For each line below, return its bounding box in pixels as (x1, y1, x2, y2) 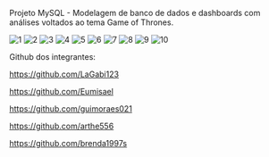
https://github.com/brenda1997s (9, 138, 128, 148)
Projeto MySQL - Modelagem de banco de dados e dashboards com (9, 8, 261, 18)
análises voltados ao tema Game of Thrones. (9, 17, 174, 28)
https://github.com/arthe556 (9, 120, 114, 131)
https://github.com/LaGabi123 (9, 69, 119, 79)
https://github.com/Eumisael (9, 87, 114, 96)
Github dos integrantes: (9, 52, 97, 62)
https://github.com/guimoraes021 (9, 103, 132, 114)
